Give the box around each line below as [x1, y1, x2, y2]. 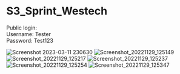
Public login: [6, 24, 38, 31]
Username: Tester [6, 30, 52, 37]
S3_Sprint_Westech [6, 4, 108, 18]
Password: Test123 [6, 37, 53, 44]
